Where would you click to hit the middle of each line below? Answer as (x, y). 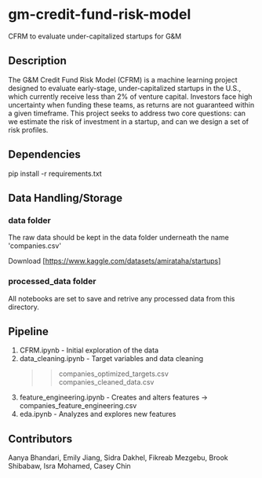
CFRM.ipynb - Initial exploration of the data (89, 350)
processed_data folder (52, 282)
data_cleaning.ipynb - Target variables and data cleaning (111, 359)
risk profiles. (28, 130)
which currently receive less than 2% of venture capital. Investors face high (130, 97)
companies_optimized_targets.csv (113, 374)
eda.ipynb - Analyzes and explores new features (98, 414)
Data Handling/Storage (65, 198)
